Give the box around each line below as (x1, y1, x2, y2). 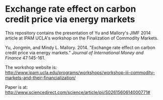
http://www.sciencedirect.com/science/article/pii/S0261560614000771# (5, 89, 150, 95)
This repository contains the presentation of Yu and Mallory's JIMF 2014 (5, 30, 151, 36)
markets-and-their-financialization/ (5, 75, 76, 80)
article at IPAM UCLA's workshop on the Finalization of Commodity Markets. (5, 35, 159, 41)
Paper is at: (5, 84, 28, 90)
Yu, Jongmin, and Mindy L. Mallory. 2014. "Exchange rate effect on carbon (5, 44, 156, 50)
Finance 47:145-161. (5, 55, 46, 60)
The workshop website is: (5, 64, 57, 70)
